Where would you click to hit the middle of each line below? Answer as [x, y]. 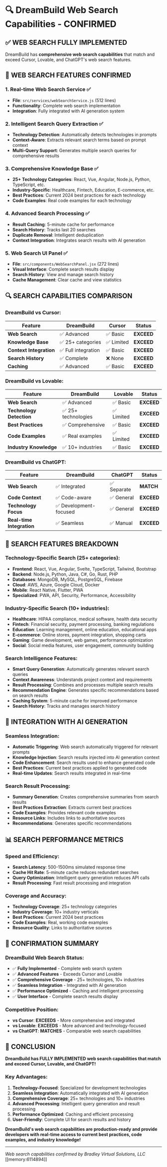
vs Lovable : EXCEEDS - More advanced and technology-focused [79, 1026]
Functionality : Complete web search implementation [66, 105]
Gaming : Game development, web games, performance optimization [83, 640]
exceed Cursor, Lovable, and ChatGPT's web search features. [68, 60]
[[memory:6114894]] [26, 1159]
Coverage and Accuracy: [36, 896]
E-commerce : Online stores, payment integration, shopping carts [79, 635]
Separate [120, 489]
